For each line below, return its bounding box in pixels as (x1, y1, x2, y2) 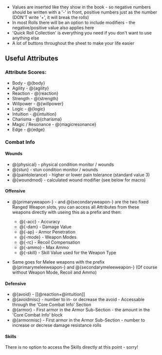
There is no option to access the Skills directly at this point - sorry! (5, 344, 139, 350)
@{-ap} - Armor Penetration (19, 229, 75, 235)
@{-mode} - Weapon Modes (19, 234, 77, 240)
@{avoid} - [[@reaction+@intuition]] (12, 291, 85, 297)
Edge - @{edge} (12, 126, 45, 132)
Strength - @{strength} (12, 95, 58, 101)
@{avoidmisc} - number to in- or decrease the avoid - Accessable (12, 297, 145, 302)
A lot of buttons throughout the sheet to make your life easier (12, 40, 135, 46)
